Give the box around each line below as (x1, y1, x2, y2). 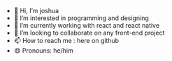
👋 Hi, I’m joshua (13, 7, 59, 15)
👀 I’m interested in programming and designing (13, 14, 149, 22)
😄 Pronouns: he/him (13, 46, 73, 55)
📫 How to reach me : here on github (13, 37, 120, 44)
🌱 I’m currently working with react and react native (13, 21, 159, 29)
